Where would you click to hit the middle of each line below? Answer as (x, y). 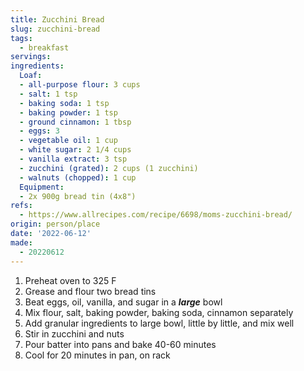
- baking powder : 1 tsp (68, 112)
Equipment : (42, 187)
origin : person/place (55, 224)
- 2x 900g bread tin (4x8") (78, 196)
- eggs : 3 (39, 131)
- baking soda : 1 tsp (64, 103)
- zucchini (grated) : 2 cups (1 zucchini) (109, 168)
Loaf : (31, 76)
